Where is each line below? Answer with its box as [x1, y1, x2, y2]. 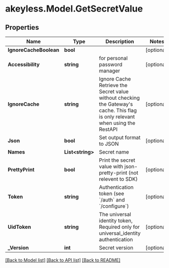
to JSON [99, 141, 119, 147]
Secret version [99, 244, 133, 251]
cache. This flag [99, 107, 137, 114]
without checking [99, 94, 140, 101]
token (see [99, 190, 124, 197]
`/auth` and [99, 196, 125, 203]
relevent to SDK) [99, 176, 138, 182]
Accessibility [8, 61, 40, 68]
